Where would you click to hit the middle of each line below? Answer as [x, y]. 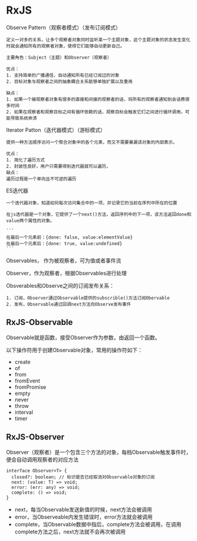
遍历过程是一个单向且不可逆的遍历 [41, 179]
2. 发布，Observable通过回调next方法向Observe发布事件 [69, 304]
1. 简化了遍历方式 [26, 160]
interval [24, 412]
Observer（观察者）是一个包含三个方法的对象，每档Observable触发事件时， [99, 452]
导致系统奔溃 [24, 118]
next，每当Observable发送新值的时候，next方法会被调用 [83, 509]
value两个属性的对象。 [30, 220]
